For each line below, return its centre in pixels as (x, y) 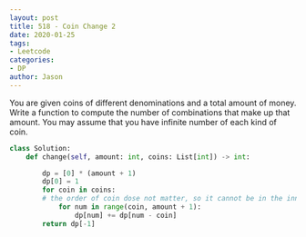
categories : (32, 60)
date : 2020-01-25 (42, 35)
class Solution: (40, 148)
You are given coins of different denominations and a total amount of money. (153, 103)
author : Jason (36, 77)
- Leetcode (30, 52)
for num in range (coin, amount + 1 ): (130, 207)
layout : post (34, 18)
